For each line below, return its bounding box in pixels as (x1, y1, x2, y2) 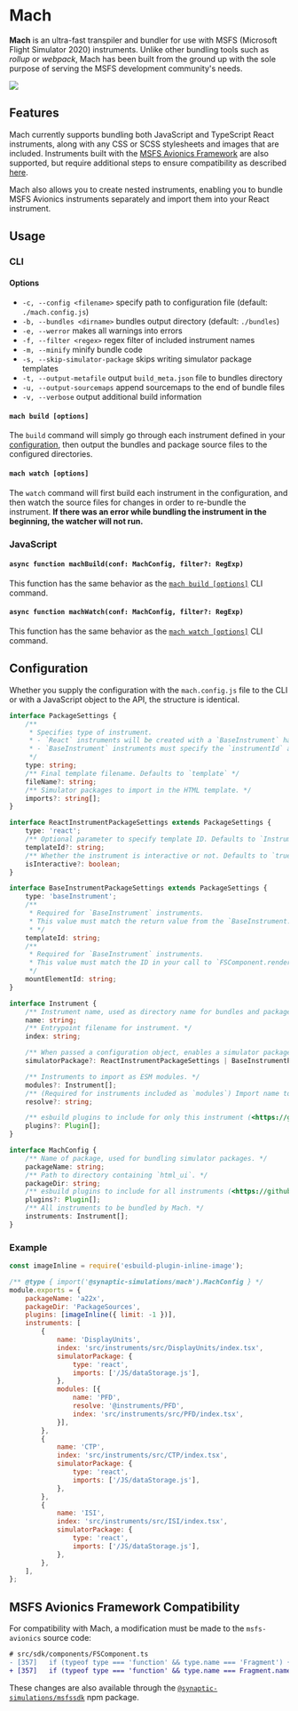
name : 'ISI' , (56, 1508, 105, 1518)
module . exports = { (9, 1285, 82, 1294)
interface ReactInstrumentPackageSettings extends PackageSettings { (9, 819, 272, 828)
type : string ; (25, 761, 77, 770)
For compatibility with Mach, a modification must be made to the (9, 1623, 245, 1634)
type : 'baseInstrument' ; (25, 892, 117, 901)
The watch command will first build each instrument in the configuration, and (9, 487, 288, 498)
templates (21, 364, 59, 374)
